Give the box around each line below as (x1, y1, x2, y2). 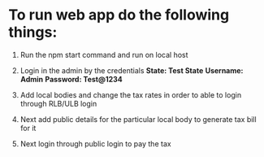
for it (19, 123, 37, 133)
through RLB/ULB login (19, 98, 97, 108)
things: (8, 23, 58, 41)
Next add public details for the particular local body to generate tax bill (19, 114, 258, 124)
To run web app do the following (8, 6, 230, 24)
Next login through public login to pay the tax (19, 138, 172, 148)
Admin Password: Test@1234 (19, 74, 123, 84)
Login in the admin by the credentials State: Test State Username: (19, 65, 244, 75)
